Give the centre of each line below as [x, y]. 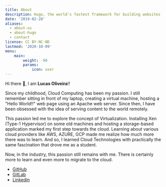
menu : [11, 51]
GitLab [19, 174]
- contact [20, 38]
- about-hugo [23, 33]
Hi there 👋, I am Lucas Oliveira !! [38, 84]
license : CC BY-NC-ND [28, 42]
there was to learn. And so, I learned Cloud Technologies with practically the [83, 140]
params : [31, 65]
